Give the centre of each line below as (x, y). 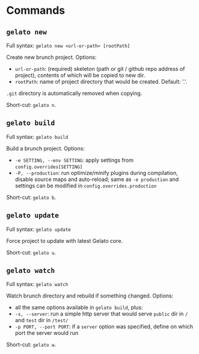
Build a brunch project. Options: (46, 148)
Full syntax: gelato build (37, 136)
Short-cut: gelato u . (31, 252)
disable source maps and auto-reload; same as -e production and (97, 179)
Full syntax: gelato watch (37, 284)
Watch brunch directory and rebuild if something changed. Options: (90, 296)
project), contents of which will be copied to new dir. (80, 75)
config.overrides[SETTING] (49, 167)
